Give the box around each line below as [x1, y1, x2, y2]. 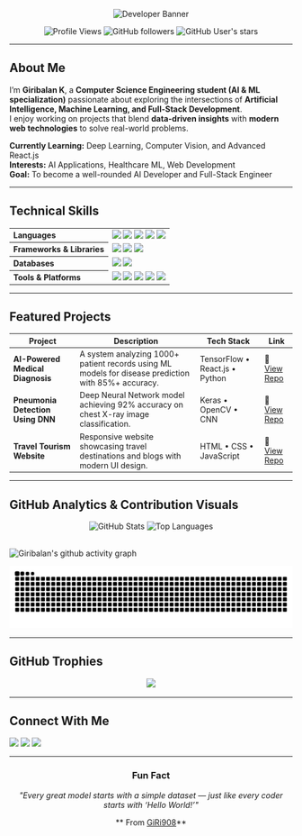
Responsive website [79, 431, 155, 441]
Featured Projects [9, 309, 111, 324]
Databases [13, 258, 55, 269]
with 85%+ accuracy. [79, 377, 159, 388]
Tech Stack [206, 335, 250, 346]
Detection [13, 404, 51, 414]
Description [113, 335, 159, 346]
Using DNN [13, 413, 56, 424]
